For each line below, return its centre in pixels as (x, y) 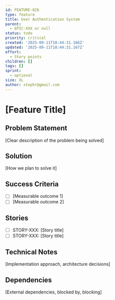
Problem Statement (36, 128)
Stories (17, 218)
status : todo (19, 33)
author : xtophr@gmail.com (32, 85)
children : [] (19, 61)
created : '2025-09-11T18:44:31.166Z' (45, 43)
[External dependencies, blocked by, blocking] (53, 292)
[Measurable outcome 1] (38, 196)
